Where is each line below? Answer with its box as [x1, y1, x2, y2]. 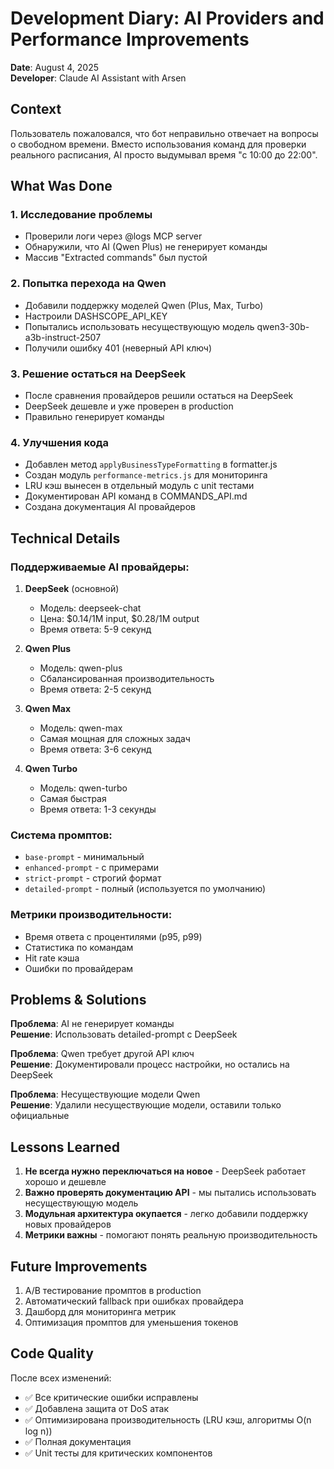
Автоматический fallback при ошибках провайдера [24, 1295, 244, 1307]
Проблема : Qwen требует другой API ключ [10, 1048, 195, 1060]
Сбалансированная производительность [39, 673, 215, 685]
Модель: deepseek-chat [39, 602, 142, 614]
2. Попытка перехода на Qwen [10, 277, 167, 291]
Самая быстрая [39, 793, 107, 805]
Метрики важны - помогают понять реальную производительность [24, 1229, 318, 1241]
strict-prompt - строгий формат [24, 872, 162, 884]
